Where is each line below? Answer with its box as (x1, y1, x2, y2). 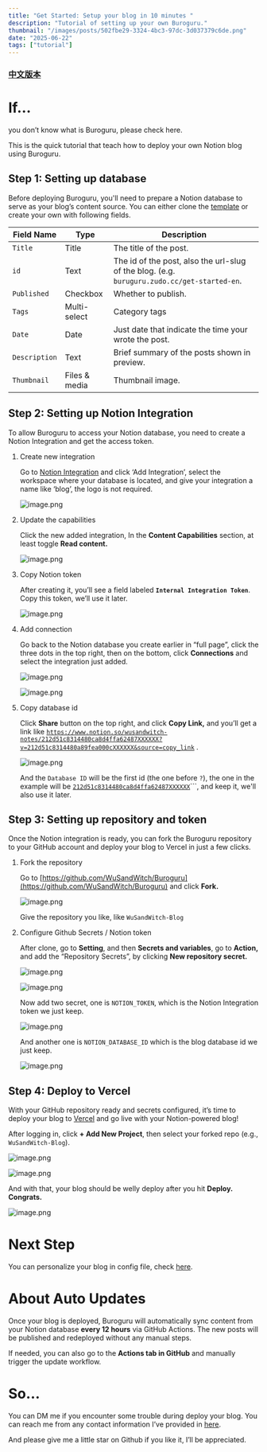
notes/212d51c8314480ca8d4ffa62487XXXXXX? (19, 735, 163, 743)
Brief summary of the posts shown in (113, 347, 251, 358)
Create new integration (19, 451, 95, 461)
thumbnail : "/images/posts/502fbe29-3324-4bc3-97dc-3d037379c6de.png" (8, 26, 247, 34)
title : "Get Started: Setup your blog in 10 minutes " (8, 11, 194, 20)
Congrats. (8, 1193, 42, 1202)
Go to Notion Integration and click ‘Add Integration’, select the (19, 467, 221, 477)
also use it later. (19, 789, 72, 800)
